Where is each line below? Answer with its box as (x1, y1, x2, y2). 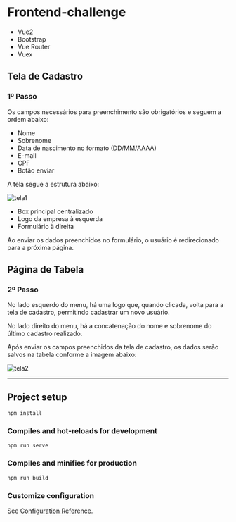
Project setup (7, 391, 68, 403)
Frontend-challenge (7, 4, 126, 20)
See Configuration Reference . (7, 507, 93, 515)
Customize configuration (7, 490, 95, 500)
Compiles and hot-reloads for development (7, 426, 158, 436)
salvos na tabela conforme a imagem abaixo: (7, 350, 137, 359)
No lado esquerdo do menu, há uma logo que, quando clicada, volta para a (7, 301, 224, 309)
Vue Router (17, 42, 51, 51)
